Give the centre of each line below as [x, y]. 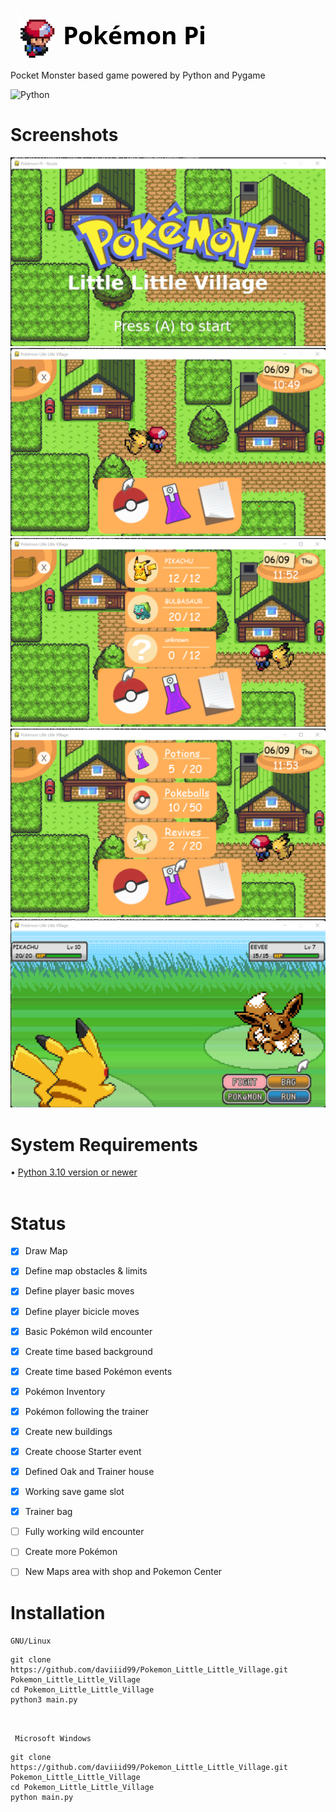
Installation [58, 1612]
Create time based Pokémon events [98, 1371]
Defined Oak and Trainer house [89, 1472]
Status [38, 1223]
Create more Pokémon [71, 1552]
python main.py [42, 1798]
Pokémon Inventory [65, 1391]
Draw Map [46, 1251]
